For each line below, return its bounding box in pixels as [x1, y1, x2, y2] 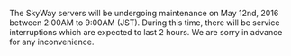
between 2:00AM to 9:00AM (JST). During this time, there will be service [9, 17, 281, 28]
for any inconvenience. [9, 36, 95, 47]
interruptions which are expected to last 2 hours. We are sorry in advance [9, 27, 283, 37]
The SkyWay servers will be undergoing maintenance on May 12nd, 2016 [9, 8, 279, 18]
